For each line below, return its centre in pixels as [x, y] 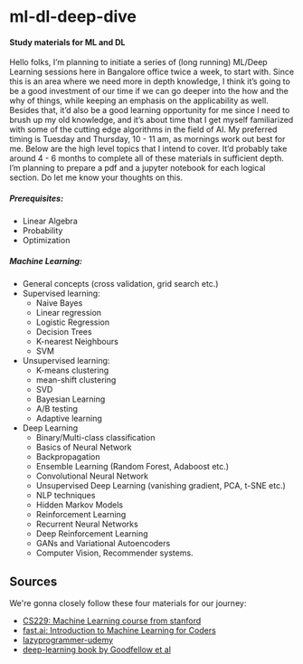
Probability [43, 231]
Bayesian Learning [71, 399]
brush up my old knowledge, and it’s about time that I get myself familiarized [151, 120]
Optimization [46, 241]
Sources [33, 581]
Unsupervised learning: [66, 361]
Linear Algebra [50, 221]
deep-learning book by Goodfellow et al [97, 650]
